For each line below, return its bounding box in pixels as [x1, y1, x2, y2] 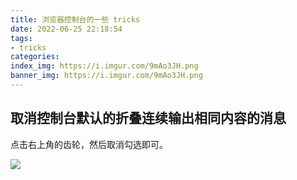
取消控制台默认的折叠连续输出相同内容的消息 [10, 110, 287, 127]
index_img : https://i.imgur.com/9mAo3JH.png [10, 61, 199, 71]
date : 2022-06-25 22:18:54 [10, 24, 123, 34]
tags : [10, 33, 33, 43]
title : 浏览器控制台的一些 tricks [10, 14, 141, 25]
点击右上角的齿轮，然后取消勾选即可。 [10, 138, 168, 150]
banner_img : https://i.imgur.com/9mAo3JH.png [10, 71, 203, 81]
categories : [10, 52, 60, 62]
